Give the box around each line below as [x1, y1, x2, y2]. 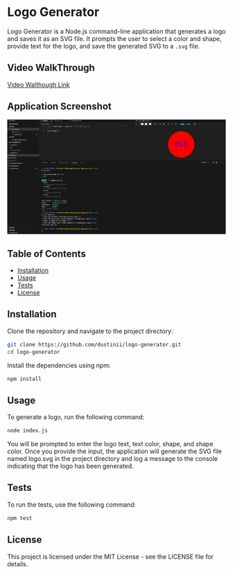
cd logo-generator [7, 348, 60, 355]
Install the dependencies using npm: [7, 361, 111, 369]
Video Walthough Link [7, 81, 71, 89]
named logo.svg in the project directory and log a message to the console [7, 455, 218, 463]
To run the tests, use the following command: [7, 500, 137, 509]
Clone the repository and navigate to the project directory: [7, 327, 173, 335]
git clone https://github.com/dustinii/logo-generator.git [7, 341, 182, 348]
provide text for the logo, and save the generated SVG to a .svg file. [7, 42, 200, 50]
